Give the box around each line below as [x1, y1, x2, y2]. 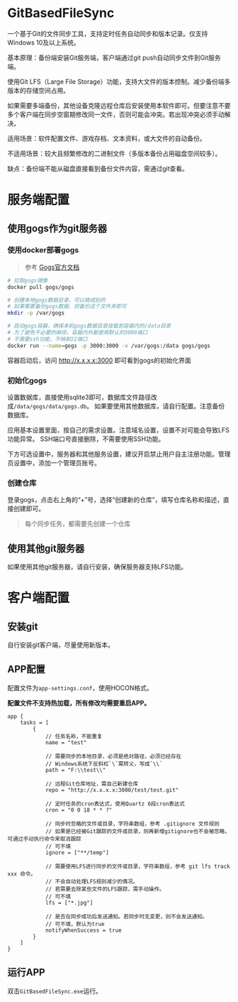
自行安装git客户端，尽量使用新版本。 [7, 641, 115, 649]
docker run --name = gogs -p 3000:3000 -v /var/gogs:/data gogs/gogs [7, 342, 211, 349]
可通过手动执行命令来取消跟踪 [7, 835, 81, 842]
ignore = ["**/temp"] [45, 849, 110, 856]
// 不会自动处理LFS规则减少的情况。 [45, 878, 139, 885]
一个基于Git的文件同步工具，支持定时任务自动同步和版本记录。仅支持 [7, 29, 208, 38]
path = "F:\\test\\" [45, 766, 106, 773]
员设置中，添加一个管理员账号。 [7, 458, 101, 467]
